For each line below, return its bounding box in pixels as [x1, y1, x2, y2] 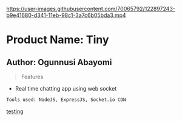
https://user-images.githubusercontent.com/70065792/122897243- [6, 5, 176, 12]
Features [21, 73, 44, 80]
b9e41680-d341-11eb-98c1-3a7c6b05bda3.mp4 [6, 12, 126, 19]
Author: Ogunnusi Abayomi [6, 57, 112, 67]
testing [6, 108, 24, 115]
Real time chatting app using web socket [15, 85, 117, 92]
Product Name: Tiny [6, 33, 109, 47]
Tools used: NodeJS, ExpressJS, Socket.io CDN [6, 97, 126, 103]
